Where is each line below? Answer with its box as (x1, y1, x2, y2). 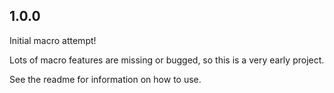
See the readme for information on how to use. (9, 73, 202, 85)
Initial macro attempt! (9, 34, 97, 46)
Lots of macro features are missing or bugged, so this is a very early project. (9, 54, 325, 66)
